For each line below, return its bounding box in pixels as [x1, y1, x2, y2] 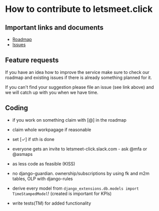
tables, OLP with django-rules [12, 175, 73, 182]
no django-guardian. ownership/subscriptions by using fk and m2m [12, 170, 150, 176]
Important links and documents [5, 23, 104, 32]
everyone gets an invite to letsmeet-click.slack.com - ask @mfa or [12, 145, 147, 152]
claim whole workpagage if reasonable [12, 127, 91, 133]
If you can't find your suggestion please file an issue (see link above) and [5, 84, 154, 90]
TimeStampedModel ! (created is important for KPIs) [12, 190, 112, 197]
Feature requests [5, 56, 59, 65]
